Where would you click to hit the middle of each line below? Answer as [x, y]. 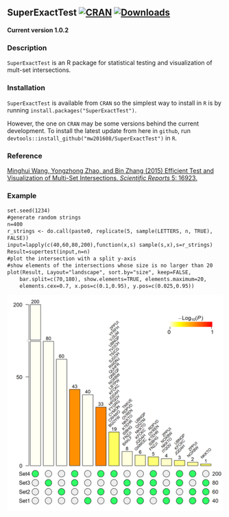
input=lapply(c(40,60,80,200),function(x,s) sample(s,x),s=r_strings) [110, 245]
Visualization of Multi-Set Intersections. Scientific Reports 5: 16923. [102, 178]
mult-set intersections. [39, 70]
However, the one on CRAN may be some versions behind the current [103, 123]
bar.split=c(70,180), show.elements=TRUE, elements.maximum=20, [113, 279]
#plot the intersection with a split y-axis [72, 259]
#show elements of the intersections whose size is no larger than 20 [110, 266]
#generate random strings [44, 218]
